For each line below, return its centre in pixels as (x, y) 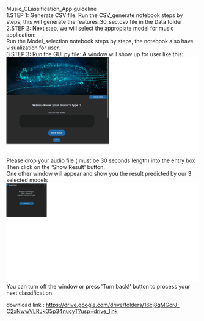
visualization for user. (33, 48)
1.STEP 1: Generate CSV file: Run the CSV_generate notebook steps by (95, 15)
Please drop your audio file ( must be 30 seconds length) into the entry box (101, 161)
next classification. (30, 293)
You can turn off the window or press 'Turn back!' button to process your (98, 286)
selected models (27, 180)
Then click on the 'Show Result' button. (56, 167)
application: (21, 35)
